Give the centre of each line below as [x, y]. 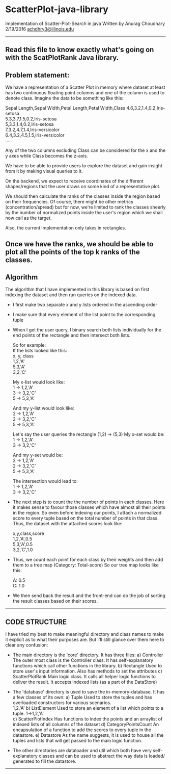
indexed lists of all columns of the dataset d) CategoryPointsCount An [86, 725]
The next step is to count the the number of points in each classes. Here [88, 502]
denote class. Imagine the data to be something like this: [64, 98]
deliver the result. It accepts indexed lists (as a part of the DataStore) [85, 682]
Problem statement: [37, 75]
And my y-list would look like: [44, 408]
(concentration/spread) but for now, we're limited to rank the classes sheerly [85, 207]
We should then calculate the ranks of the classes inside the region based [83, 196]
